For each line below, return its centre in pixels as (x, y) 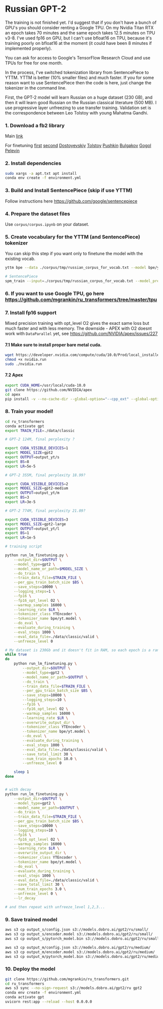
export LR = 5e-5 (20, 466)
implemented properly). (29, 48)
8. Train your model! (29, 411)
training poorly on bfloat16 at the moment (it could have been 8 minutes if (78, 43)
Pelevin (12, 151)
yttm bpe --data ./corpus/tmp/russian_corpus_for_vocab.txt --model (76, 268)
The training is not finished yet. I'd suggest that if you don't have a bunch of (81, 22)
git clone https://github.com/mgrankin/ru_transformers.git (67, 979)
